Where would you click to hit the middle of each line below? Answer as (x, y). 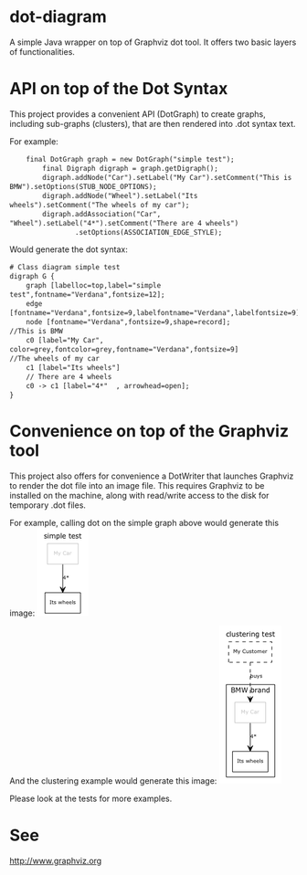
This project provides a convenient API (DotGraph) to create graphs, (138, 114)
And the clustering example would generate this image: (113, 780)
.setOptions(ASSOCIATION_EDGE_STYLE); (148, 232)
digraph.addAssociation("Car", (102, 214)
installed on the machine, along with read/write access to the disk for (139, 495)
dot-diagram (58, 17)
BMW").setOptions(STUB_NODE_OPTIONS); (83, 186)
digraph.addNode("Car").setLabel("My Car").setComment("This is (167, 177)
